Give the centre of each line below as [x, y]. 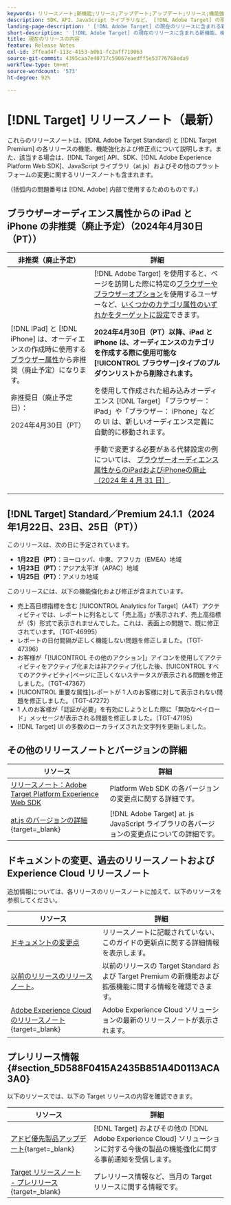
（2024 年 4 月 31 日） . [132, 480]
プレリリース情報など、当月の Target [153, 1177]
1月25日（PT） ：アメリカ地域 [58, 576]
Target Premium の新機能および [169, 976]
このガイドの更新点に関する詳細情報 [161, 942]
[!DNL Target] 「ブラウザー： [164, 401]
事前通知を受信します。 [138, 1160]
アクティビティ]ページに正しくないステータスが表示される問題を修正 [126, 675]
